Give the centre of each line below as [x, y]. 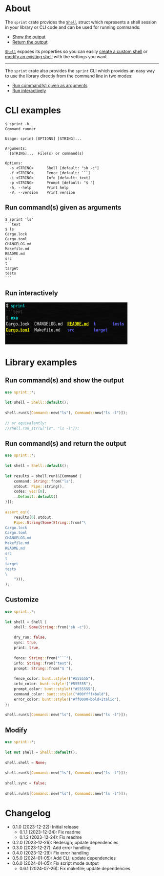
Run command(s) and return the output [66, 443]
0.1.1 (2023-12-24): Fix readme [50, 832]
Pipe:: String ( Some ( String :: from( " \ [50, 522]
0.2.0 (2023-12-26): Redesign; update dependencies [65, 842]
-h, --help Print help [39, 187]
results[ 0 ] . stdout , [34, 517]
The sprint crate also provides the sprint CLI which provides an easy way [80, 70]
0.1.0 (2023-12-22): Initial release [45, 827]
